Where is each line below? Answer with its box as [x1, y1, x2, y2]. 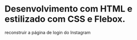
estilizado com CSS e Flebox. [4, 13, 126, 25]
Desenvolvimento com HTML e [4, 3, 133, 14]
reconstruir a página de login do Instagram [4, 29, 91, 35]
